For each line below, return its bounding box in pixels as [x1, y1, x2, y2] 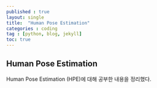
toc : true [6, 37, 31, 43]
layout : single [6, 14, 45, 20]
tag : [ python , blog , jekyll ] [6, 31, 82, 37]
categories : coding [6, 25, 58, 32]
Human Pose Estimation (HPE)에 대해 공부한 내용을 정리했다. [6, 75, 152, 83]
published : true [6, 8, 50, 15]
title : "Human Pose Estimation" [6, 20, 90, 26]
